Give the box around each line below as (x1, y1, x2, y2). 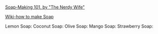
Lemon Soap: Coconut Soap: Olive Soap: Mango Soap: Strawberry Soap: (5, 23, 154, 29)
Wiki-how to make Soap (5, 14, 54, 19)
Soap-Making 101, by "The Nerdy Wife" (5, 4, 85, 10)
